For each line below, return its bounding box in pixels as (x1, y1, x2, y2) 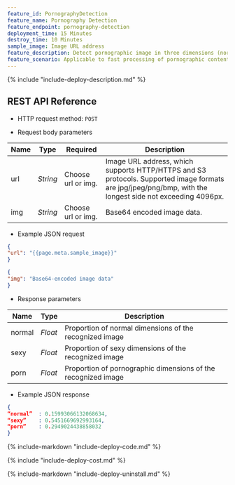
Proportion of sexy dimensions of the (64, 343, 187, 353)
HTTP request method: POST (17, 114, 98, 123)
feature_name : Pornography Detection (7, 17, 117, 24)
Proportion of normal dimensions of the (64, 323, 194, 333)
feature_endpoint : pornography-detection (7, 23, 130, 30)
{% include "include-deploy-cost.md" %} (7, 456, 126, 465)
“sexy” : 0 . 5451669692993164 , (7, 417, 105, 424)
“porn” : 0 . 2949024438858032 (7, 423, 101, 430)
